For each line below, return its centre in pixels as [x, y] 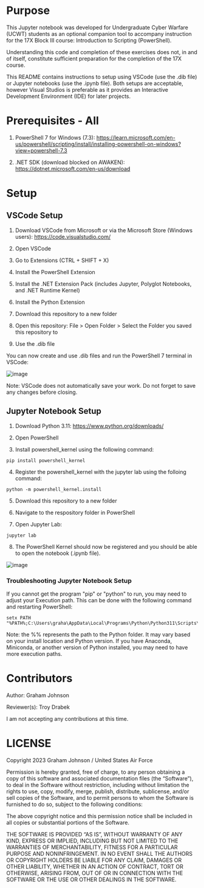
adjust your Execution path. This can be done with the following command [99, 600]
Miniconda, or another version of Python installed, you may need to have [97, 647]
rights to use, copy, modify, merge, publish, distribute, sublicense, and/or [98, 791]
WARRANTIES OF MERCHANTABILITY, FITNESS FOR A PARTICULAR [92, 847]
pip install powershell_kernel [46, 460]
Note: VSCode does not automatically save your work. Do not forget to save [101, 385]
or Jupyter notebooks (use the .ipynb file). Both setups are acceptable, [95, 83]
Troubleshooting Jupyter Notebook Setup [69, 580]
